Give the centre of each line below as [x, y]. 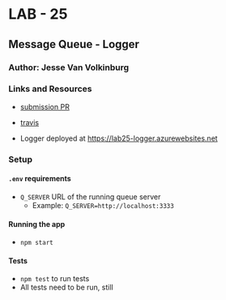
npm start [37, 243]
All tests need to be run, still [66, 287]
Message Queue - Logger [74, 44]
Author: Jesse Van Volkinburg [69, 67]
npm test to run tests [55, 279]
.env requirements [40, 179]
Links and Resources [50, 89]
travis [29, 122]
